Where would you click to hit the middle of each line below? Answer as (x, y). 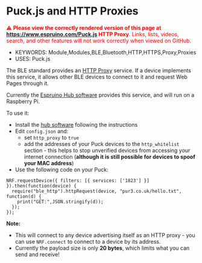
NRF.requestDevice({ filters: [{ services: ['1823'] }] (78, 180)
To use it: (18, 113)
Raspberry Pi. (23, 101)
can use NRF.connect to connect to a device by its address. (88, 241)
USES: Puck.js (33, 59)
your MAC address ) (49, 163)
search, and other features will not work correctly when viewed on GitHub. (99, 40)
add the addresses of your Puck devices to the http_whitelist (102, 144)
